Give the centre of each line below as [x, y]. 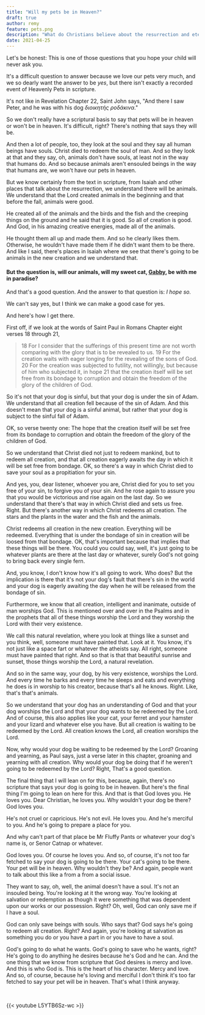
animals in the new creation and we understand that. [72, 258]
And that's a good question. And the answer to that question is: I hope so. [99, 292]
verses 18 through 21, [33, 334]
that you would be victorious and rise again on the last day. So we [89, 497]
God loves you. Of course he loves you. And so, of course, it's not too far [98, 855]
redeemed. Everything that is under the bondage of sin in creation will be [98, 535]
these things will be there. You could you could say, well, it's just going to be [102, 548]
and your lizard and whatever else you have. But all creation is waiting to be [101, 724]
